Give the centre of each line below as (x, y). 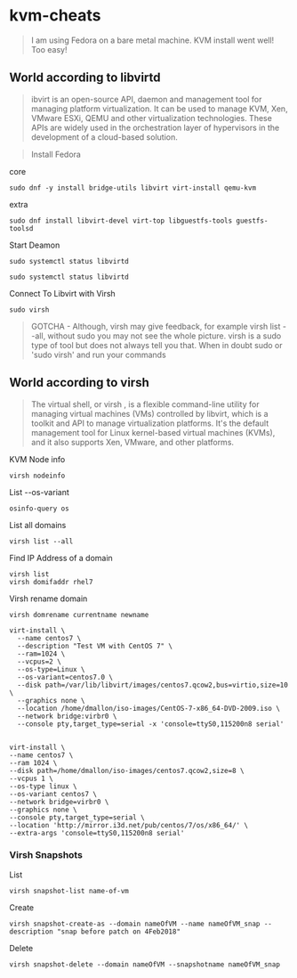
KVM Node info (37, 459)
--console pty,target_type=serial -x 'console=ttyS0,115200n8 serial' (151, 724)
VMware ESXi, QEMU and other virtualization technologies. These (152, 118)
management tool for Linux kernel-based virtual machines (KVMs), (153, 432)
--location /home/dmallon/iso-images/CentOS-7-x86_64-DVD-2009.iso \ (148, 708)
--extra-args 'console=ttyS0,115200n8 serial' (97, 833)
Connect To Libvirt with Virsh (62, 293)
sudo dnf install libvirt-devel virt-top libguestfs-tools (121, 220)
